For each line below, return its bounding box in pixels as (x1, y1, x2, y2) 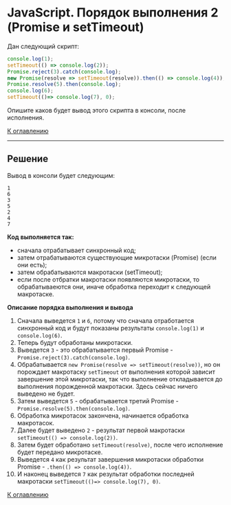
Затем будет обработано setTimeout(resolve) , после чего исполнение (16, 440, 223, 449)
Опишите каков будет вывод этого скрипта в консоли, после (7, 106, 186, 115)
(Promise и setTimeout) (7, 19, 144, 35)
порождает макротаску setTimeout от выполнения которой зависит (16, 368, 215, 376)
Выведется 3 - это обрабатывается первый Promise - (16, 346, 173, 354)
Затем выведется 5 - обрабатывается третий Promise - (16, 396, 179, 405)
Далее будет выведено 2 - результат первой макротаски (16, 426, 185, 434)
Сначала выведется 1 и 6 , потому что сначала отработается (16, 316, 195, 324)
